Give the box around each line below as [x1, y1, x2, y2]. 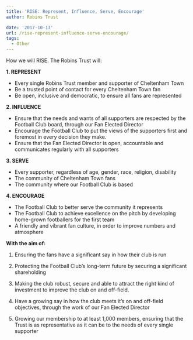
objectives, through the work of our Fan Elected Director [14, 304, 150, 311]
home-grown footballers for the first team [14, 216, 115, 223]
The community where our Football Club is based [14, 181, 133, 188]
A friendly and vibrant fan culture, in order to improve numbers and [14, 222, 176, 229]
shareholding [14, 269, 47, 276]
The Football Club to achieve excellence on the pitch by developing [14, 210, 176, 217]
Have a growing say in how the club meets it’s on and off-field [14, 298, 163, 304]
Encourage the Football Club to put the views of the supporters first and [14, 127, 188, 134]
